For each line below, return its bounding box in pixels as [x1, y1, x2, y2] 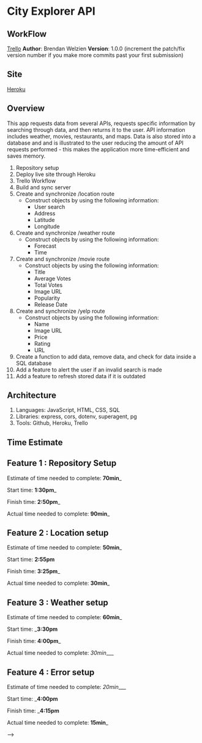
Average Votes [34, 275, 72, 282]
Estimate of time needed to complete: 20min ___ [7, 684, 126, 691]
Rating [34, 340, 51, 347]
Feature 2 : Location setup [7, 528, 109, 538]
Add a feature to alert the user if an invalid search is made [15, 366, 162, 373]
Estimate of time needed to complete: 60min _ [7, 614, 122, 621]
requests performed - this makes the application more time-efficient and [7, 145, 190, 153]
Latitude [34, 216, 55, 223]
